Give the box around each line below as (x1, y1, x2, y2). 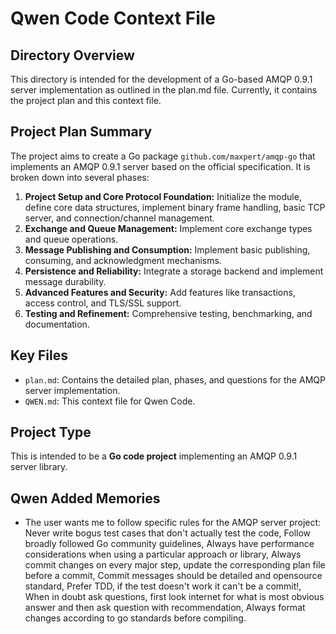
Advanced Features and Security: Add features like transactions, (24, 286, 296, 298)
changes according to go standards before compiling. (24, 612, 247, 624)
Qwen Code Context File (10, 7, 216, 30)
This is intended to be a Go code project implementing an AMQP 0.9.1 (10, 450, 298, 462)
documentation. (24, 318, 90, 330)
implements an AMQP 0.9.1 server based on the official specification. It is (10, 160, 311, 172)
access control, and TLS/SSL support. (24, 297, 182, 309)
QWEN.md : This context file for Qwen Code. (24, 395, 196, 407)
